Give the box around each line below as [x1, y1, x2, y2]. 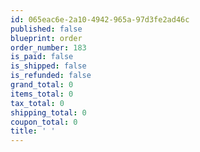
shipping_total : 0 [10, 107, 87, 118]
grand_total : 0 [10, 80, 74, 90]
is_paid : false [10, 52, 74, 62]
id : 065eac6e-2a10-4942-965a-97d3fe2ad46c [10, 14, 190, 25]
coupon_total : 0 [10, 117, 78, 127]
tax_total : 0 [10, 98, 65, 108]
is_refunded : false [10, 71, 92, 81]
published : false [10, 24, 83, 34]
